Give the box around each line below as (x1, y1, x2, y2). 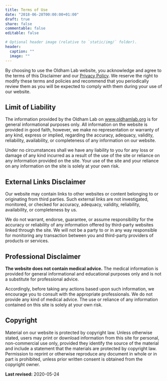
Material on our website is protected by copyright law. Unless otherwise (5, 329, 153, 335)
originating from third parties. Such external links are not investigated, (5, 196, 149, 202)
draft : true (5, 16, 30, 21)
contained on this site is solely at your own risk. (5, 301, 103, 307)
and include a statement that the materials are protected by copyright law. (5, 345, 157, 351)
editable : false (5, 30, 39, 35)
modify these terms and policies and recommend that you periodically (5, 78, 149, 84)
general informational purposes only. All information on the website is (5, 121, 148, 127)
